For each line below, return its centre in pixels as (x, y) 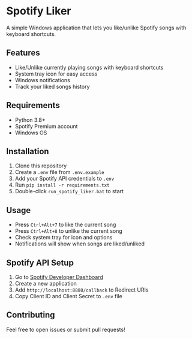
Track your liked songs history (52, 86)
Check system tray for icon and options (64, 238)
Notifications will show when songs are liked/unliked (80, 244)
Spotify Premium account (46, 126)
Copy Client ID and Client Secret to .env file (69, 296)
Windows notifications (42, 80)
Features (23, 53)
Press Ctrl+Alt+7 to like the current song (65, 225)
